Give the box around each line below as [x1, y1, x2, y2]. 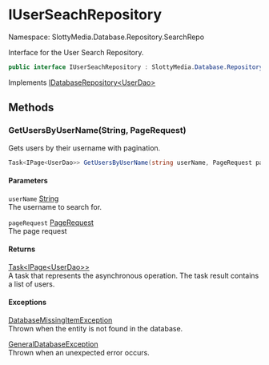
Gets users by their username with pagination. [8, 142, 161, 153]
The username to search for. [8, 202, 102, 211]
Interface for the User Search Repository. [8, 47, 144, 57]
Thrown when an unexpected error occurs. [8, 347, 150, 357]
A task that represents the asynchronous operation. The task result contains [8, 271, 259, 280]
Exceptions [8, 298, 46, 307]
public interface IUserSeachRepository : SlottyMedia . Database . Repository [8, 62, 263, 71]
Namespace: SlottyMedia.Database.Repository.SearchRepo [8, 32, 205, 42]
